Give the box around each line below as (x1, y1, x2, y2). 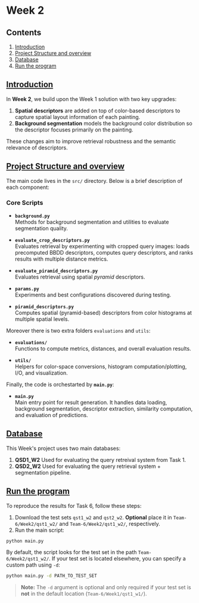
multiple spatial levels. (14, 315, 70, 323)
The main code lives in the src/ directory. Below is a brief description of (6, 177, 183, 184)
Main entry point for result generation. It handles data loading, (14, 399, 167, 406)
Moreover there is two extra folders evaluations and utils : (6, 327, 151, 334)
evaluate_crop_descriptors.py (14, 237, 91, 243)
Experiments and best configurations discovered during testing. (14, 291, 172, 298)
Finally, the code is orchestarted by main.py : (6, 381, 114, 388)
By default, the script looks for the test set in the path (6, 549, 137, 556)
